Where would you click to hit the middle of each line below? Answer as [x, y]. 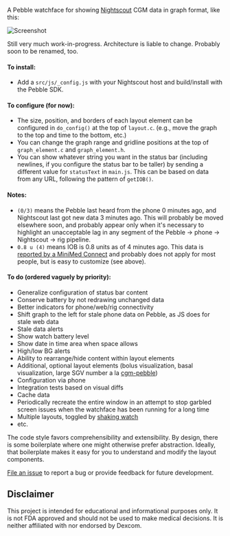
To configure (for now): [41, 105]
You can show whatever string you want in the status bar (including [112, 157]
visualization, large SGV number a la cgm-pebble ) [87, 373]
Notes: [17, 195]
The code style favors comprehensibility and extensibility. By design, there [113, 437]
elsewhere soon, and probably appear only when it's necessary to [111, 225]
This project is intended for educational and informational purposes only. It [113, 511]
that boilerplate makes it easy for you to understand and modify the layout [112, 452]
